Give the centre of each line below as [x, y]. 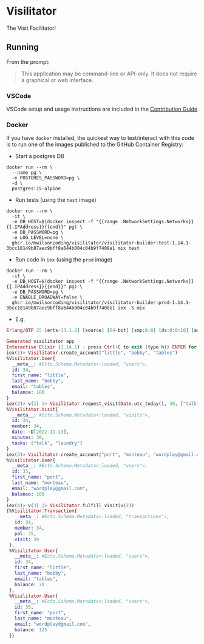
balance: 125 [31, 630]
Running [23, 47]
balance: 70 [29, 584]
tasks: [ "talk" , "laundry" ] [47, 443]
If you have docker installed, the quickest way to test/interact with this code [100, 138]
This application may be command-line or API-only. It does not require [109, 74]
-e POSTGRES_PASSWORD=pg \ [46, 178]
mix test [128, 248]
